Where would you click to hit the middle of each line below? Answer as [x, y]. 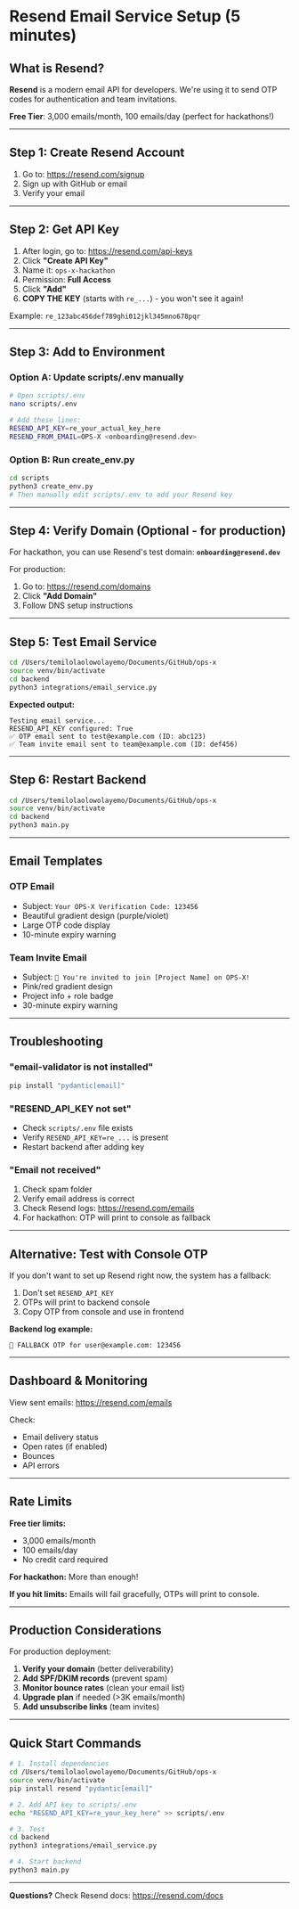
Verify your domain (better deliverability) [98, 1669]
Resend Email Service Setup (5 [125, 16]
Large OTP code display [66, 925]
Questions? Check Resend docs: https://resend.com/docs [117, 1895]
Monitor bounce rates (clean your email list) [103, 1688]
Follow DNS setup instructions [77, 606]
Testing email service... [57, 721]
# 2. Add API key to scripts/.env [73, 1805]
